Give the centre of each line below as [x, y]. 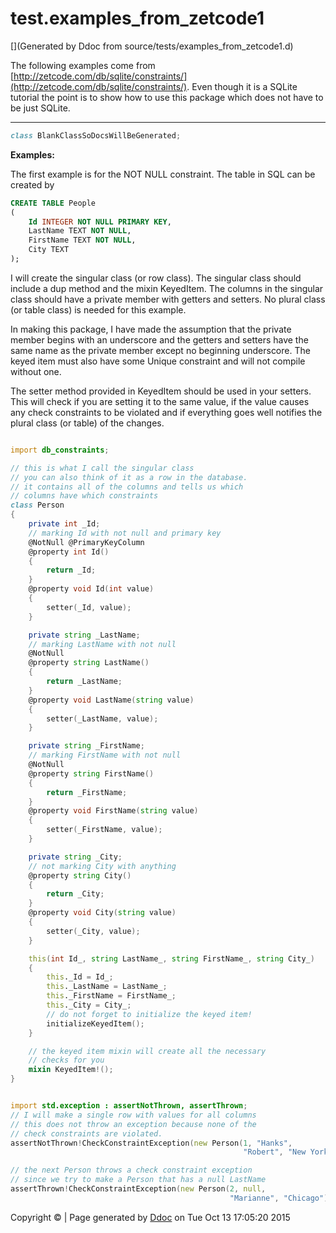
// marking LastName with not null [102, 644]
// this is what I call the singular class [102, 468]
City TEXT [49, 250]
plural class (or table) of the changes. [87, 423]
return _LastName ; [84, 682]
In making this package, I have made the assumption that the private [151, 329]
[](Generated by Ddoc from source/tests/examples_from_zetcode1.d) [152, 46]
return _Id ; [71, 570]
